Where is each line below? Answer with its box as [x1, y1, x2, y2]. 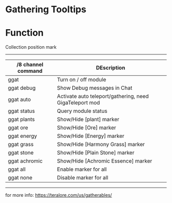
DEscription [96, 64, 125, 71]
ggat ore [8, 124, 28, 131]
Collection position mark [5, 44, 57, 50]
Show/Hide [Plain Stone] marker [57, 149, 135, 156]
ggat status [8, 108, 35, 115]
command [17, 68, 42, 75]
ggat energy [8, 132, 37, 139]
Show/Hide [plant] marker [57, 116, 119, 123]
